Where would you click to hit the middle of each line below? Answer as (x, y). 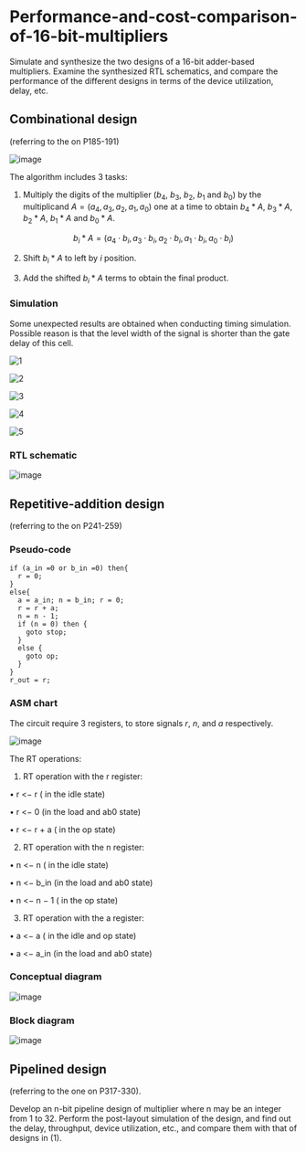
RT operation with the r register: (83, 776)
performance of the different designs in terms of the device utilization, (142, 80)
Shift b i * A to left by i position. (79, 259)
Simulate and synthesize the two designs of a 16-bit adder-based (132, 61)
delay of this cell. (42, 343)
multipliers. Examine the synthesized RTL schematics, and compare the (144, 71)
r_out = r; (30, 681)
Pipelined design (58, 1069)
